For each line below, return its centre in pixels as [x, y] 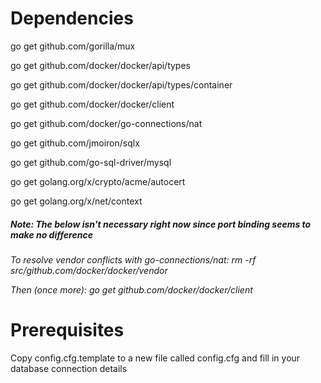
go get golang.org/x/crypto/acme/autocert [98, 181]
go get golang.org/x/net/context [76, 201]
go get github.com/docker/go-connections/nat [106, 123]
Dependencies [72, 18]
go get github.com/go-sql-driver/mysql [91, 162]
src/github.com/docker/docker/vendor [89, 270]
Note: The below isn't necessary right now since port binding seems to [161, 224]
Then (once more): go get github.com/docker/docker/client [131, 289]
